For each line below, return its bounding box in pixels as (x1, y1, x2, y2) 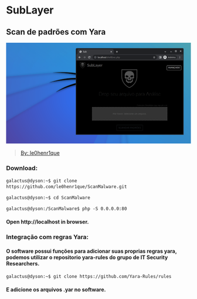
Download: (6, 164, 38, 172)
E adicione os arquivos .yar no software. (6, 286, 106, 293)
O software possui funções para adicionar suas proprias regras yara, (6, 247, 177, 254)
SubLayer (6, 4, 54, 17)
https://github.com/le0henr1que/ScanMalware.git (6, 184, 127, 190)
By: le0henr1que (20, 149, 60, 157)
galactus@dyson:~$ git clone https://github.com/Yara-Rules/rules (6, 274, 172, 280)
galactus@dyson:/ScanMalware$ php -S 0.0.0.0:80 (6, 206, 127, 212)
